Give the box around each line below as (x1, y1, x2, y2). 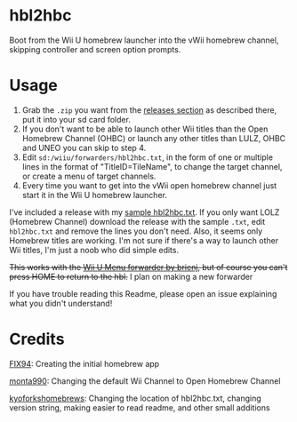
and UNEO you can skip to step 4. (21, 142, 147, 153)
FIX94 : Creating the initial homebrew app (9, 358, 160, 369)
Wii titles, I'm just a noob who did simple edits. (9, 244, 180, 255)
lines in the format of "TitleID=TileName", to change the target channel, (21, 161, 283, 171)
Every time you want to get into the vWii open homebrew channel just (21, 179, 277, 191)
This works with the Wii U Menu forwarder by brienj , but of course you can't (9, 261, 288, 272)
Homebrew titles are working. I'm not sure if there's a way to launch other (9, 235, 278, 245)
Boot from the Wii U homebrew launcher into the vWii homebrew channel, (9, 35, 279, 45)
